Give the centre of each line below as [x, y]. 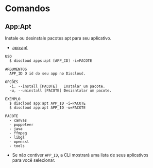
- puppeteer [22, 125]
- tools [17, 146]
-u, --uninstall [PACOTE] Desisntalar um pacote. [60, 91]
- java [16, 129]
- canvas [18, 120]
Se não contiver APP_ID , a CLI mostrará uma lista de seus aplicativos [80, 155]
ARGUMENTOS [16, 69]
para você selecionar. [34, 160]
